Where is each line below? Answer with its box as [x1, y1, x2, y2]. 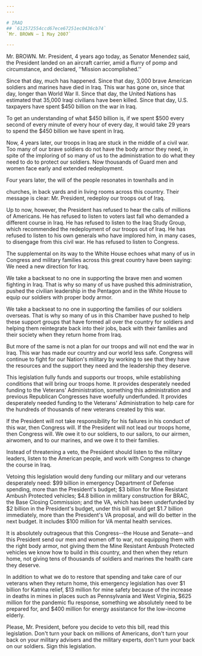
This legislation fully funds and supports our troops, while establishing [6, 374, 181, 381]
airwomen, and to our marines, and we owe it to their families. [6, 437, 160, 444]
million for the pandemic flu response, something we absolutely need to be [6, 599, 192, 607]
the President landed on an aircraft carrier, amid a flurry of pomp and [6, 59, 178, 66]
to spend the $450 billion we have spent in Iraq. [6, 127, 125, 135]
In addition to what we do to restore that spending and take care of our [6, 573, 182, 581]
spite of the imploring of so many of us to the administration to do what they [6, 152, 195, 159]
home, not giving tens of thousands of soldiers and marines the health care [6, 555, 193, 562]
